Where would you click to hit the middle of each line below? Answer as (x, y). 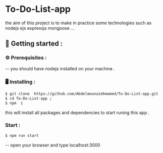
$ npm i (14, 103)
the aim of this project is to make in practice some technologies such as (79, 23)
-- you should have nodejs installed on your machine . (60, 68)
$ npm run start (22, 135)
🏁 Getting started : (34, 44)
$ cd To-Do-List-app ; (28, 98)
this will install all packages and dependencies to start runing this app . (77, 112)
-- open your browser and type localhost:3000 (53, 145)
